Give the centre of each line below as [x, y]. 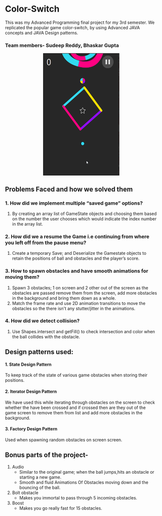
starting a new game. [40, 477]
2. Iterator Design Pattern [31, 391]
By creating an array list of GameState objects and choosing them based [84, 214]
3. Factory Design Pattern [31, 429]
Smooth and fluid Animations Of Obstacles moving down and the [84, 482]
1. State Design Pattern [28, 364]
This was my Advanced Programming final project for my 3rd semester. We [80, 22]
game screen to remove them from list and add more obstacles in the [74, 412]
